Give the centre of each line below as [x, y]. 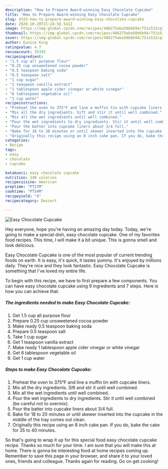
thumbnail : [16, 33]
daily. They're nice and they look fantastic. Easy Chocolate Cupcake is [77, 265]
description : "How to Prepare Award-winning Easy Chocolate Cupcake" [79, 10]
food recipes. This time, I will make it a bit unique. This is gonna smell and [81, 240]
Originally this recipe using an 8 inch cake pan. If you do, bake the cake [86, 425]
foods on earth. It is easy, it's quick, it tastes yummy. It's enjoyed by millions [83, 260]
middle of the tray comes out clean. [49, 419]
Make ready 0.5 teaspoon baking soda [52, 326]
